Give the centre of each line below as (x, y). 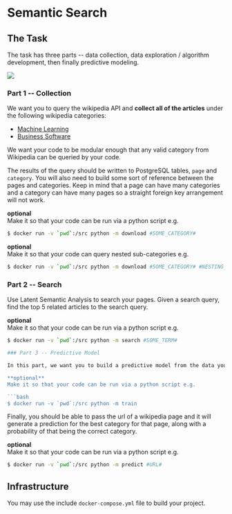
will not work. (26, 200)
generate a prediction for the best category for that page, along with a (107, 424)
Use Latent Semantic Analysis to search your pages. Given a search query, (113, 300)
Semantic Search (57, 13)
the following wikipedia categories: (57, 116)
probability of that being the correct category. (72, 432)
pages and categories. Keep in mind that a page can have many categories (114, 186)
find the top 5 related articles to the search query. (78, 307)
